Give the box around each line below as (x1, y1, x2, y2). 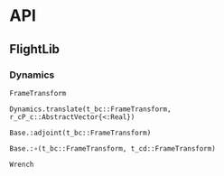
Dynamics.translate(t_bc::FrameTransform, (9, 105, 172, 114)
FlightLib (9, 42, 61, 57)
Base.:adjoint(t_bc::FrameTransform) (9, 128, 152, 137)
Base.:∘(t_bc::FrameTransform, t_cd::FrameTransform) (9, 144, 217, 153)
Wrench (9, 160, 34, 169)
